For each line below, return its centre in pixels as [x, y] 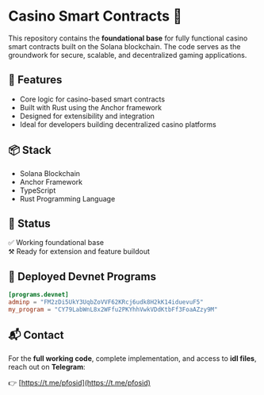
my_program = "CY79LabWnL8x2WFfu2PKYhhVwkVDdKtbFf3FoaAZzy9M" [113, 309]
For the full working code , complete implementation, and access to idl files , [132, 358]
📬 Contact [36, 335]
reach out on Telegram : [47, 366]
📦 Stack [30, 150]
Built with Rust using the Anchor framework [91, 107]
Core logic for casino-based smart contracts [92, 99]
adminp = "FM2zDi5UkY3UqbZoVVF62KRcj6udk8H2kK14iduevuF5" [106, 302]
